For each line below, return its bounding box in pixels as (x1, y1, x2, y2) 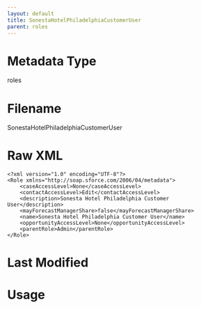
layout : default (7, 10, 54, 17)
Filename (7, 100, 62, 116)
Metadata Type (7, 53, 97, 69)
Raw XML (7, 148, 63, 164)
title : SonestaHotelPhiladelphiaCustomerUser (7, 17, 141, 24)
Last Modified (7, 255, 89, 271)
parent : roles (7, 23, 49, 30)
